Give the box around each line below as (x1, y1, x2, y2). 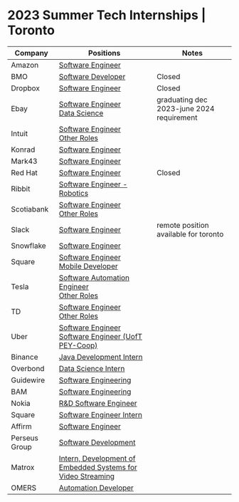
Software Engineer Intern (58, 409, 143, 419)
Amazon (11, 60, 39, 70)
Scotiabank (11, 204, 49, 214)
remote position (156, 220, 210, 230)
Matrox (11, 462, 35, 472)
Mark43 (11, 156, 38, 166)
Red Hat (11, 167, 38, 177)
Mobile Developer (58, 261, 119, 271)
